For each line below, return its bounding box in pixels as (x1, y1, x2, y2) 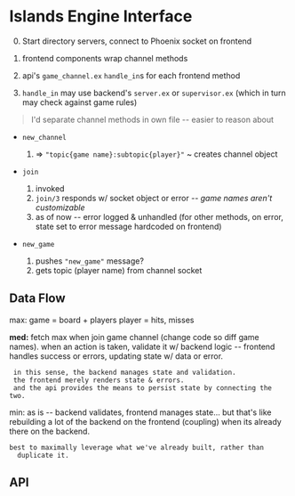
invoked (35, 183, 65, 193)
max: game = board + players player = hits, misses (9, 314, 195, 325)
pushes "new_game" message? (35, 256, 145, 266)
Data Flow (9, 291, 66, 306)
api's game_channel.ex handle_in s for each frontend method (21, 69, 241, 81)
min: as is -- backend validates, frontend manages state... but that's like (9, 407, 272, 418)
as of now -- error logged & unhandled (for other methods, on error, (35, 211, 284, 222)
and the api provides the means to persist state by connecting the (12, 383, 273, 393)
